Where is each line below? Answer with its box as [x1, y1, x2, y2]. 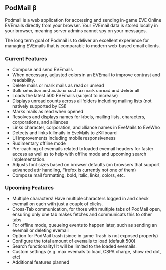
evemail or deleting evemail [12, 227, 69, 233]
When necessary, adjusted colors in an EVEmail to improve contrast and [12, 72, 160, 78]
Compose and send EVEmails [12, 67, 73, 73]
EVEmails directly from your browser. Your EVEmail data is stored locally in [5, 22, 158, 28]
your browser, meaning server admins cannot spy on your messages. [5, 27, 147, 34]
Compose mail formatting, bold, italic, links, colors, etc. [12, 172, 125, 178]
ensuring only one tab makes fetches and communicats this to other [12, 211, 152, 218]
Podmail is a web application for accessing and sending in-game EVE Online [5, 17, 162, 23]
